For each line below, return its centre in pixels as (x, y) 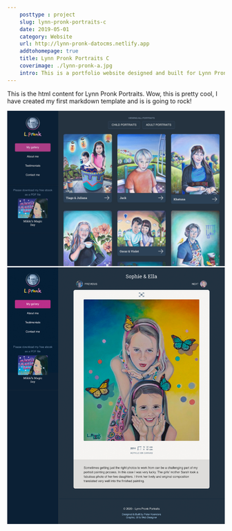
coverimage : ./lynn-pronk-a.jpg (66, 66)
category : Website (46, 37)
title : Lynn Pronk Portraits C (65, 59)
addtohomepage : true (49, 51)
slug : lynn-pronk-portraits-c (63, 22)
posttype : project (48, 15)
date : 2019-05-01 (45, 29)
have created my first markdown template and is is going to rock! (99, 101)
